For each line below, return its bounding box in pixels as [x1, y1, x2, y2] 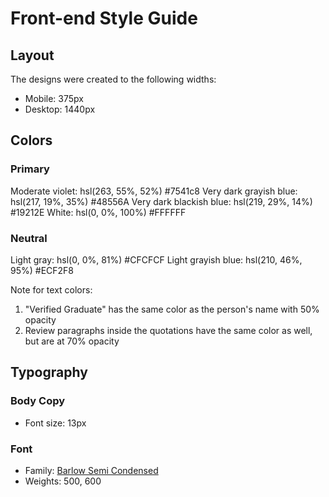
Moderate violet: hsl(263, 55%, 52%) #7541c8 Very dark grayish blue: [10, 185, 298, 197]
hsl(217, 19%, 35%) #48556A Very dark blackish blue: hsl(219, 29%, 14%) [10, 195, 313, 207]
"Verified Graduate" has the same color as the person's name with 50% [24, 303, 320, 315]
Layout [10, 47, 55, 64]
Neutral [10, 231, 48, 245]
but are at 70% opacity [24, 335, 120, 347]
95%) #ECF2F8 [10, 264, 75, 276]
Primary [10, 162, 50, 176]
